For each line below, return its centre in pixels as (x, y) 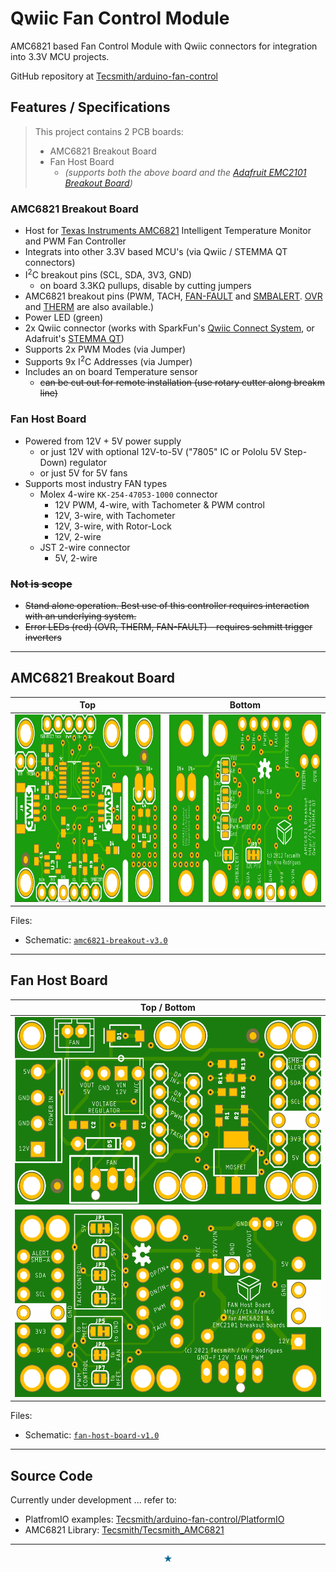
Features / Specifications (90, 107)
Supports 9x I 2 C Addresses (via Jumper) (108, 360)
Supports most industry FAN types (96, 483)
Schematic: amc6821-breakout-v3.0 (96, 940)
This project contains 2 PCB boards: (109, 131)
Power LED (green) (64, 317)
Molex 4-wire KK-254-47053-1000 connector (128, 494)
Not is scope (41, 584)
